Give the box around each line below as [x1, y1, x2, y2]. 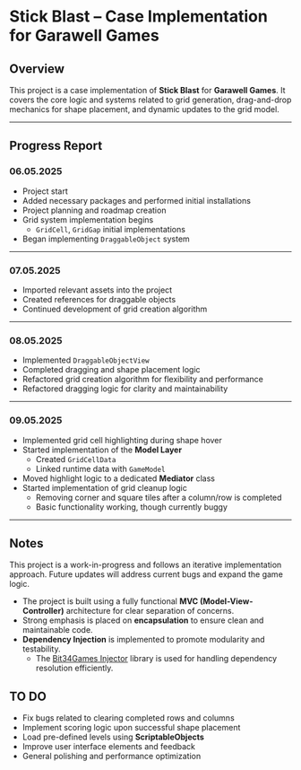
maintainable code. [21, 625, 93, 635]
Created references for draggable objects [21, 293, 176, 304]
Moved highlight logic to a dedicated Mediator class [21, 473, 215, 484]
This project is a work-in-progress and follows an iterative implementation [9, 559, 282, 571]
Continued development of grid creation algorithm [21, 303, 208, 314]
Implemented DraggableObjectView [21, 354, 150, 365]
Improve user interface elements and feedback [21, 741, 195, 752]
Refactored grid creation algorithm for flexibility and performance [21, 374, 264, 385]
